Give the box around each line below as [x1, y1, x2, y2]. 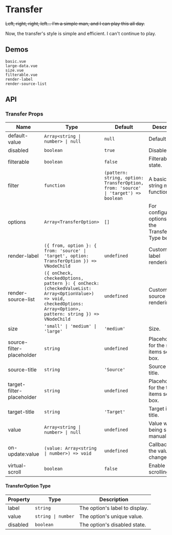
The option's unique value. [79, 512, 143, 520]
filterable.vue [5, 72, 38, 77]
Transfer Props [5, 110, 44, 118]
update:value [8, 451, 39, 458]
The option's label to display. [79, 504, 148, 511]
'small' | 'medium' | [44, 323, 97, 329]
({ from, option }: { [44, 243, 97, 249]
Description [99, 496, 129, 503]
